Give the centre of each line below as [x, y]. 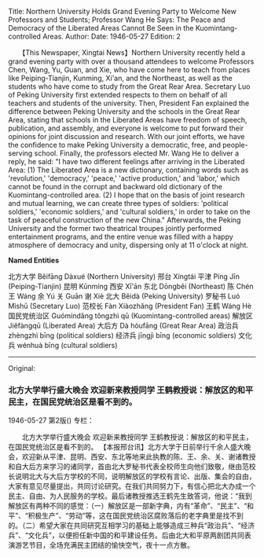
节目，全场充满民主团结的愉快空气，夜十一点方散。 [111, 545]
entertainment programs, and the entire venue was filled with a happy [121, 236]
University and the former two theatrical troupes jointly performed [115, 228]
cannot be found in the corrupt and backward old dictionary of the [115, 187]
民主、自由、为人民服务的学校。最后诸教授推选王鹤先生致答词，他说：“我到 [130, 496]
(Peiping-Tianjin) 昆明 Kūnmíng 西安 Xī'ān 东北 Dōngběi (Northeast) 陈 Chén [131, 286]
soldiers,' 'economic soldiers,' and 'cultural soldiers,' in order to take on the [129, 212]
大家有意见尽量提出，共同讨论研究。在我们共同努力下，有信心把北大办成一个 [132, 486]
